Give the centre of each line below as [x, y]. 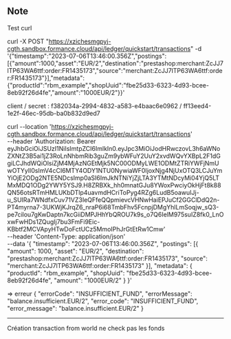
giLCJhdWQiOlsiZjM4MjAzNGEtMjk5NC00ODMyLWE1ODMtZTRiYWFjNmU [113, 163]
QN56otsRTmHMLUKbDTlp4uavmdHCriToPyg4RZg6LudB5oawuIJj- [103, 192]
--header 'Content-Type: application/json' [66, 236]
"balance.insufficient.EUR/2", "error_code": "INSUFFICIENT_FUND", [103, 301]
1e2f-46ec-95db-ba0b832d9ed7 [54, 113]
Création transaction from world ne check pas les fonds [86, 328]
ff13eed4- [197, 105]
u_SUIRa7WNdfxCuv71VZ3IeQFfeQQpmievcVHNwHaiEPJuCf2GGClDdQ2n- [113, 200]
